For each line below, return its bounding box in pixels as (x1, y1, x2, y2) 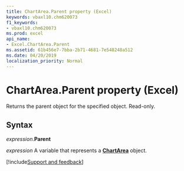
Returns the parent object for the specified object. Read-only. (6, 103, 156, 110)
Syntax (6, 120, 33, 130)
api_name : (6, 36, 31, 42)
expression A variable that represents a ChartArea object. (6, 147, 147, 154)
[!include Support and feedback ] (6, 159, 84, 166)
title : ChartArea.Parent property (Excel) (6, 8, 112, 15)
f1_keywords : (6, 19, 38, 25)
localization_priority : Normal (6, 58, 83, 64)
